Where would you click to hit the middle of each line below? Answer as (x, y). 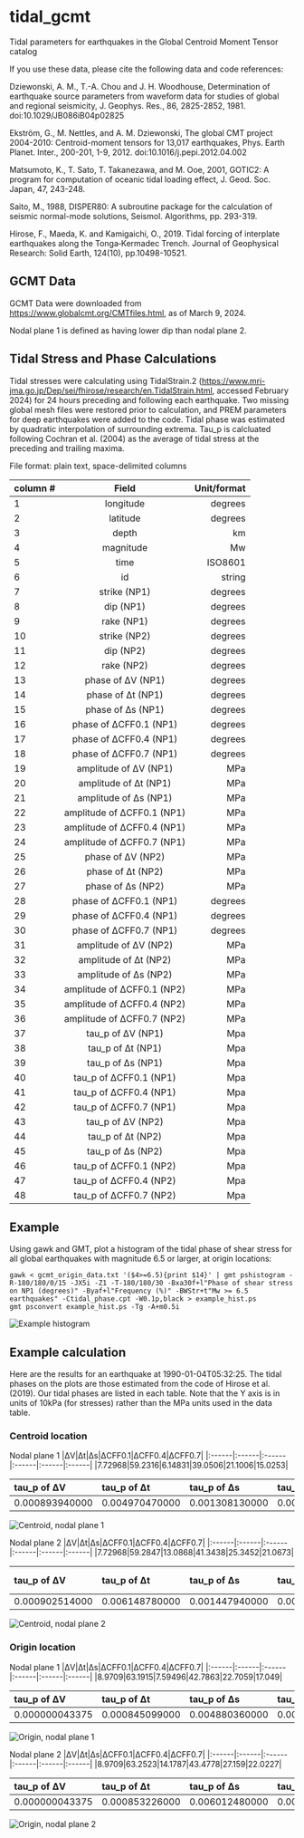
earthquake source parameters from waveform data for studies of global (144, 96)
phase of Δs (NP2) (125, 886)
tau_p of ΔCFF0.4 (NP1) (125, 1092)
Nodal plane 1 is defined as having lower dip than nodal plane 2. (128, 330)
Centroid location (48, 1436)
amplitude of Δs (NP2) (125, 974)
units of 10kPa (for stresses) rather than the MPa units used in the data (141, 1403)
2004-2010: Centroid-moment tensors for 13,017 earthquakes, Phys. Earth (147, 142)
